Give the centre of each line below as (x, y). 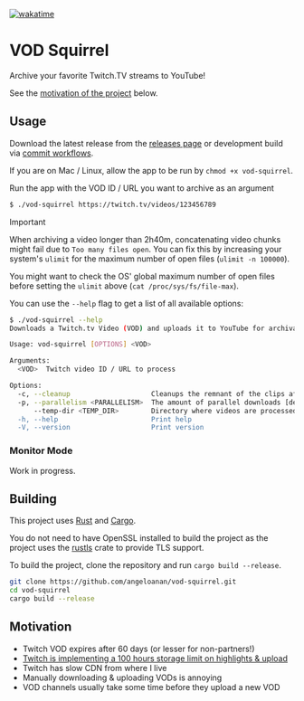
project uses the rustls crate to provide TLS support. (107, 548)
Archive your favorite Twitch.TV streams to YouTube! (108, 75)
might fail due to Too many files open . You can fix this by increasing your (146, 249)
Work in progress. (43, 470)
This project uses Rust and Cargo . (73, 521)
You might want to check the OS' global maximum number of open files (142, 276)
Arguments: (30, 361)
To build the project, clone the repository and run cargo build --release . (146, 565)
